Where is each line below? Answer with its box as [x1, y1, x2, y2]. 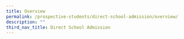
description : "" [6, 19, 45, 25]
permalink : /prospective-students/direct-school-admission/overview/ [6, 14, 179, 19]
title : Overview [6, 8, 45, 14]
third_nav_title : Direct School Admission [6, 24, 111, 30]
